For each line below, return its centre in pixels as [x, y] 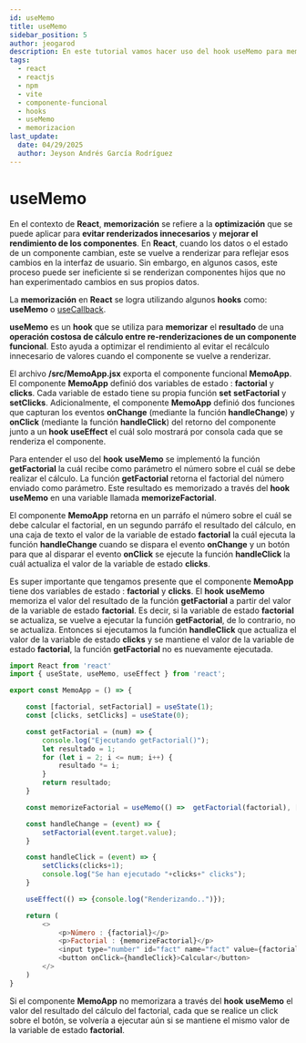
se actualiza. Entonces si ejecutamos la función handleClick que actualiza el [153, 629]
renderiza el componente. [58, 441]
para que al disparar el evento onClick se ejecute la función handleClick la [150, 554]
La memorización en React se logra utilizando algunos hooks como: [138, 299]
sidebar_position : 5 [49, 35]
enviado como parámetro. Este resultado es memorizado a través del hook [149, 487]
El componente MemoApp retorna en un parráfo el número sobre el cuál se [151, 515]
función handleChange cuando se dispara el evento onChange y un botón [149, 544]
